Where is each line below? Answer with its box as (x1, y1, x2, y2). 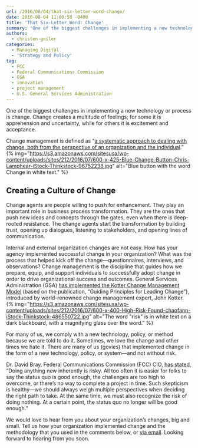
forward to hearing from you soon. (6, 434, 90, 442)
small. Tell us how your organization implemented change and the (6, 422, 166, 429)
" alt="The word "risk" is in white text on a (89, 313, 192, 320)
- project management (11, 85, 65, 91)
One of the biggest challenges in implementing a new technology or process (6, 107, 192, 114)
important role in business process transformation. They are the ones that (6, 207, 185, 215)
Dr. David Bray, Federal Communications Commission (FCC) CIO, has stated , (6, 361, 192, 368)
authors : (6, 31, 28, 37)
